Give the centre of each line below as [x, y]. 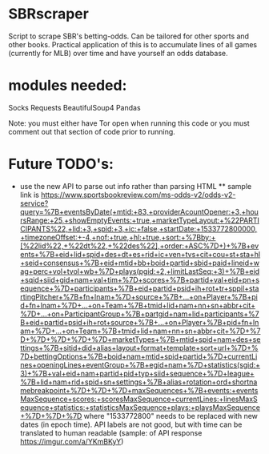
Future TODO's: [61, 164]
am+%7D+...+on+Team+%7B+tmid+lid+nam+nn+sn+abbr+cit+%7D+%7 [140, 331]
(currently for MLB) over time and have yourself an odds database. [118, 53]
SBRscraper [49, 14]
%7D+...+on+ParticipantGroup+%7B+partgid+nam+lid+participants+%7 [139, 314]
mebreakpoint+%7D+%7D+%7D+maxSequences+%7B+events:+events [139, 390]
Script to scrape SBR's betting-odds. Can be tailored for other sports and [129, 36]
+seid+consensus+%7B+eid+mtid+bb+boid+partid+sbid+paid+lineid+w [140, 263]
